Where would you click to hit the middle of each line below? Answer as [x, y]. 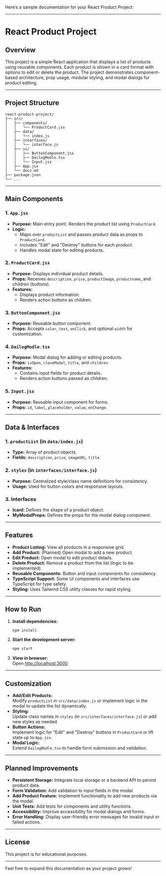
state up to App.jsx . [32, 738]
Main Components [34, 199]
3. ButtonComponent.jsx [33, 312]
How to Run [23, 609]
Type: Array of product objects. [44, 452]
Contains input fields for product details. [61, 373]
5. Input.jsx [20, 391]
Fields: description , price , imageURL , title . [56, 458]
